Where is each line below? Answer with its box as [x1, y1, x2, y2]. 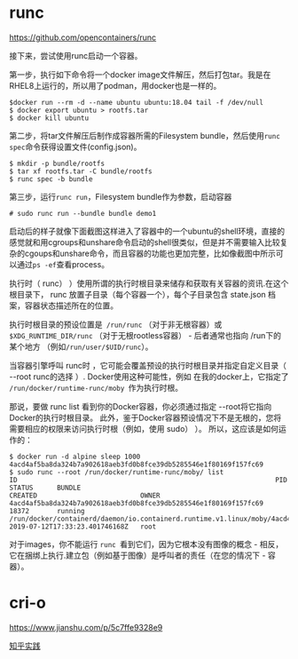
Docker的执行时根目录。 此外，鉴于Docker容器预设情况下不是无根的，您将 [9, 412, 282, 423]
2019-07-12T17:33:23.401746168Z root [9, 522, 157, 531]
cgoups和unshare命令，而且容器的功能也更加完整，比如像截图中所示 [24, 248, 277, 258]
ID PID [9, 475, 288, 484]
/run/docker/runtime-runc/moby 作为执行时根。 [9, 382, 184, 393]
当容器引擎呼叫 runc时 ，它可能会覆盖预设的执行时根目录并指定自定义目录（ [9, 360, 286, 370]
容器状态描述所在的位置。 [24, 300, 118, 311]
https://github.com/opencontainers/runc [9, 32, 157, 43]
